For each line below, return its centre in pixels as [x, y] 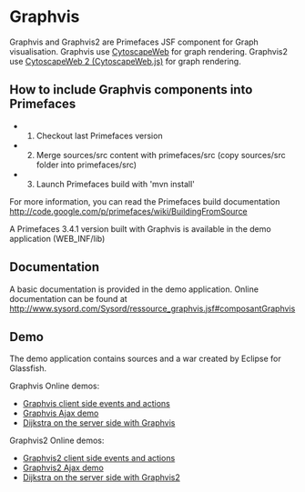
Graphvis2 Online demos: [57, 441]
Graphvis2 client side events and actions [99, 458]
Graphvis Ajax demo [61, 413]
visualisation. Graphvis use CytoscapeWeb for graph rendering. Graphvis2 [149, 51]
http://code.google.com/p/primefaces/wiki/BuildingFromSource [128, 211]
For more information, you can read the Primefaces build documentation [145, 201]
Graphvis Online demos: [55, 386]
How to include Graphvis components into [131, 90]
